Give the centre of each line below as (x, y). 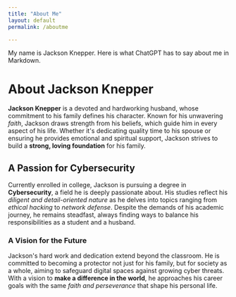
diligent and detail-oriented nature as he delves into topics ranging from (113, 200)
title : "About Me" (35, 14)
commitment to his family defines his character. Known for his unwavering (116, 116)
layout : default (32, 20)
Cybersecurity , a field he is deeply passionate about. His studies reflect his (118, 192)
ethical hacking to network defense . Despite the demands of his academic (116, 208)
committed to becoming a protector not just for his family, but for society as (118, 263)
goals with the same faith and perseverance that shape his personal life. (113, 286)
